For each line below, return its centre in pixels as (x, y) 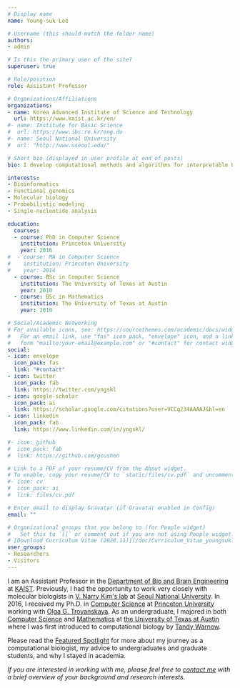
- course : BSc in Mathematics (59, 297)
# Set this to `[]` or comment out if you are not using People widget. (121, 534)
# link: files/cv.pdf (41, 495)
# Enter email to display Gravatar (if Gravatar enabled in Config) (111, 508)
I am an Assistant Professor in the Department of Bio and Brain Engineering (118, 581)
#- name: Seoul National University (62, 139)
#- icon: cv (25, 482)
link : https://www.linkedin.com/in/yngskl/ (79, 429)
